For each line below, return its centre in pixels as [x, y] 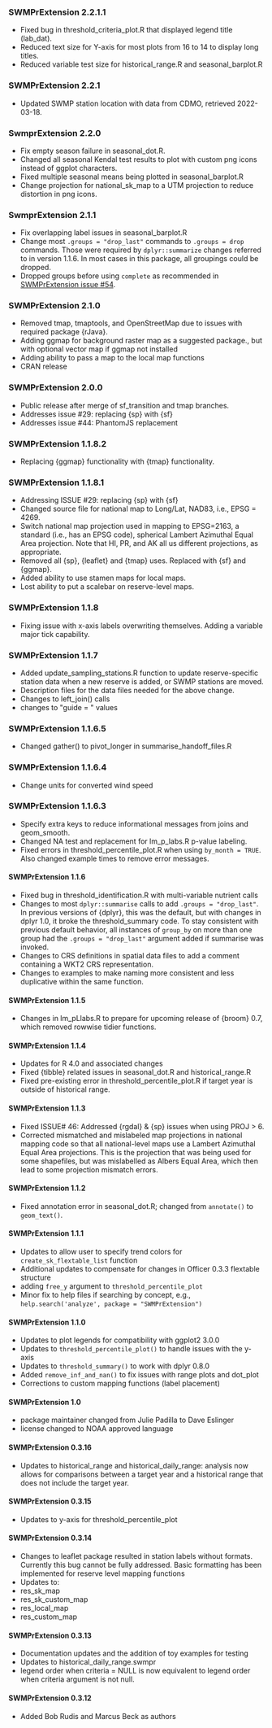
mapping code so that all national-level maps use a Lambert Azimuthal [138, 1143]
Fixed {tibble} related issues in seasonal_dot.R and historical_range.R [136, 1072]
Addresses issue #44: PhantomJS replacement [99, 422]
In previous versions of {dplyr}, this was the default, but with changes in [140, 913]
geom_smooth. [45, 832]
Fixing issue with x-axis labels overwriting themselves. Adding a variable [142, 626]
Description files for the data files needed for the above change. [127, 690]
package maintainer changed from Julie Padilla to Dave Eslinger [127, 1420]
